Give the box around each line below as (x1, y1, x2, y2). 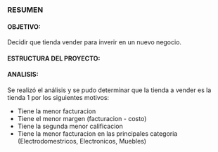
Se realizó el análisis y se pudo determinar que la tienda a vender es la (7, 86, 212, 94)
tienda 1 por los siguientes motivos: (7, 93, 110, 101)
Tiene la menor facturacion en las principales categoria (17, 129, 178, 138)
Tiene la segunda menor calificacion (17, 122, 123, 130)
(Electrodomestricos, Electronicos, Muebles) (17, 137, 146, 145)
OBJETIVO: (7, 23, 41, 31)
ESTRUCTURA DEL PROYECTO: (7, 54, 101, 63)
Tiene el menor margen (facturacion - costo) (17, 114, 147, 122)
